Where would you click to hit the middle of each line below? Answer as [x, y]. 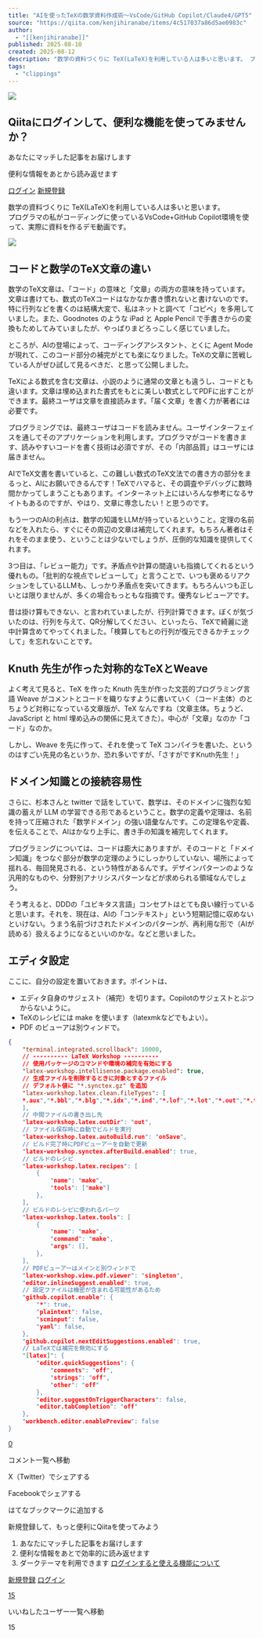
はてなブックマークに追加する [56, 1510]
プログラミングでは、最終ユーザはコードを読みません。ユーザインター [121, 428]
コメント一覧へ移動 [39, 1460]
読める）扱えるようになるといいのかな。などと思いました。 [104, 933]
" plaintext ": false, [70, 1312]
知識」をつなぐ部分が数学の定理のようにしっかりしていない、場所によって [134, 858]
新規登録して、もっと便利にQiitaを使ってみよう [84, 1527]
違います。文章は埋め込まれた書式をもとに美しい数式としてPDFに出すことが [131, 391]
